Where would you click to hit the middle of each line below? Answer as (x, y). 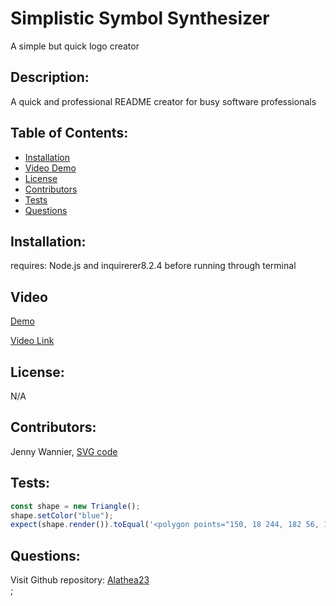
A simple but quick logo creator (75, 46)
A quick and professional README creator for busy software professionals (163, 101)
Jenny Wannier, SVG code (64, 451)
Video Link (32, 341)
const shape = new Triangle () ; (75, 506)
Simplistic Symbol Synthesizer (140, 18)
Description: (50, 77)
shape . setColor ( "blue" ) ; (62, 515)
